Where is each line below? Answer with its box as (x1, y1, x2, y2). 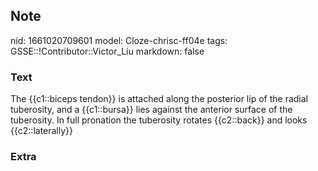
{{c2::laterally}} (10, 125, 74, 137)
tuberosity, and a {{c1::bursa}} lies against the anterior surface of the (10, 104, 293, 116)
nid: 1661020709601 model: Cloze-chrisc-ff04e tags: (10, 34, 228, 46)
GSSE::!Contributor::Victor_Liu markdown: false (10, 45, 205, 57)
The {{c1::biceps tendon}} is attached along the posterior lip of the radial (10, 93, 308, 105)
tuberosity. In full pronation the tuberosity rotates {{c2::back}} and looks (10, 114, 308, 126)
